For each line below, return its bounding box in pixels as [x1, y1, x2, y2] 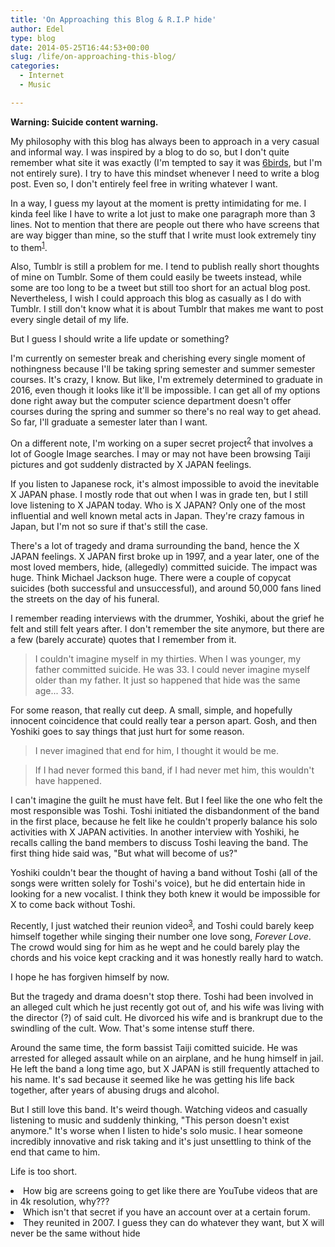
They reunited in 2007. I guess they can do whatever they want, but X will [23, 1216, 325, 1228]
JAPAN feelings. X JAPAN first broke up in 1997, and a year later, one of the [10, 551, 320, 563]
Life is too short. [10, 1165, 78, 1177]
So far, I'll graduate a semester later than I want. [10, 416, 208, 428]
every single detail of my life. [10, 314, 130, 326]
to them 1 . [10, 239, 48, 253]
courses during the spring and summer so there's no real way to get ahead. [10, 406, 322, 418]
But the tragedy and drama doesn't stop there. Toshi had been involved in [10, 990, 314, 1002]
